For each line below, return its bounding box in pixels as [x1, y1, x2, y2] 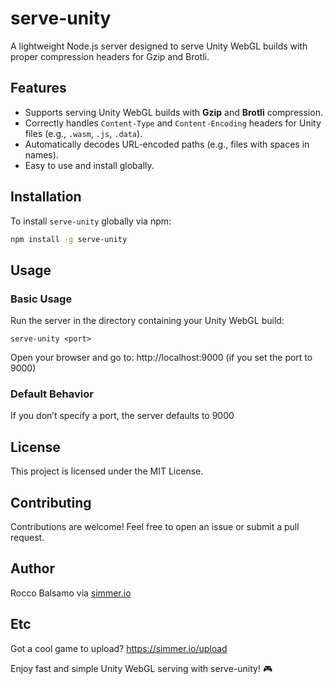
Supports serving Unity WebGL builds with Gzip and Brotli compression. [24, 106, 323, 118]
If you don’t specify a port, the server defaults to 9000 [10, 410, 235, 422]
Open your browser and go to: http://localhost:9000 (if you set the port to [10, 352, 313, 364]
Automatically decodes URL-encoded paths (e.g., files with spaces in [24, 138, 310, 150]
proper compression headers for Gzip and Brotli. [10, 50, 210, 62]
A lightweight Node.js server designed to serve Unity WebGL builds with [10, 40, 308, 52]
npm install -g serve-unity [10, 234, 128, 244]
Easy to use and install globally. [24, 159, 155, 171]
